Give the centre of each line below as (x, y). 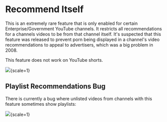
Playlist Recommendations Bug (55, 86)
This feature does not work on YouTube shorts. (54, 60)
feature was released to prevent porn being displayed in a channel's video (82, 39)
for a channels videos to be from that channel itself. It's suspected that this (83, 34)
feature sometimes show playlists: (41, 104)
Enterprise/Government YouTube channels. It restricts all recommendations (83, 28)
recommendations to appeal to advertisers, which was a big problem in (79, 45)
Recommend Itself (45, 9)
